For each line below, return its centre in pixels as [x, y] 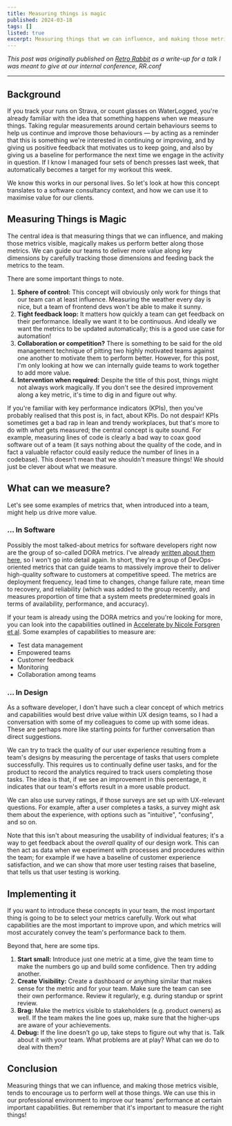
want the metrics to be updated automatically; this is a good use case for [121, 328]
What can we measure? [59, 488]
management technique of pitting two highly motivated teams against [116, 350]
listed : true [26, 33]
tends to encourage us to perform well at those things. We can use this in [112, 1093]
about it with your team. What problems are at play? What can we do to [118, 1040]
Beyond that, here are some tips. [54, 945]
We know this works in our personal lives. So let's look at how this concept [113, 183]
